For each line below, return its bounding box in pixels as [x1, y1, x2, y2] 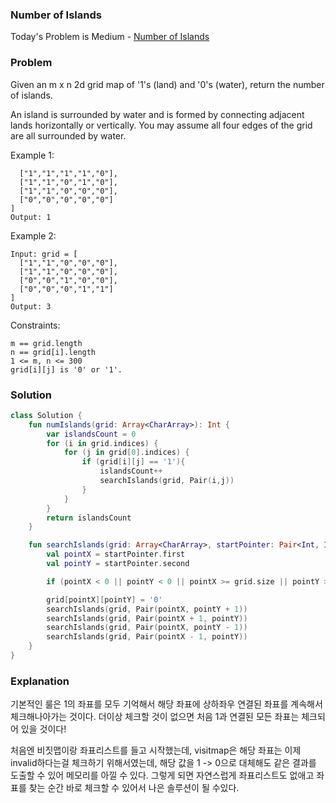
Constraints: [10, 319, 61, 331]
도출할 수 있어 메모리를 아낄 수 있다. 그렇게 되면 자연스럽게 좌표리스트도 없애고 [10, 769, 315, 782]
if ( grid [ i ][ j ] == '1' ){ [81, 457, 186, 467]
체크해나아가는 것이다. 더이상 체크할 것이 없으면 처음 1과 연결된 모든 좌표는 [10, 711, 300, 723]
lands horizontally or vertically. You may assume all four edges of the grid [10, 119, 313, 131]
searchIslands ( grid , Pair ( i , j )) [99, 476, 235, 486]
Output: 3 [10, 301, 52, 312]
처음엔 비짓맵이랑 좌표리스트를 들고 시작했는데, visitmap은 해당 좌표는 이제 [10, 744, 302, 757]
